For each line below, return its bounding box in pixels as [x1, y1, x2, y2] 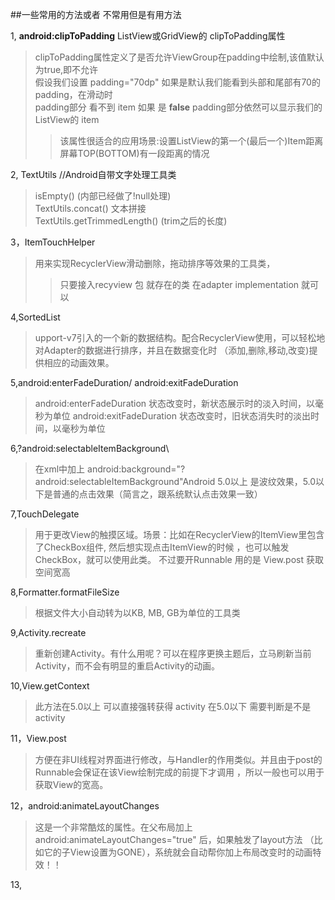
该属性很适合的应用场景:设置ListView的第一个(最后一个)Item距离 [59, 135, 324, 147]
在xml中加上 [34, 463, 86, 475]
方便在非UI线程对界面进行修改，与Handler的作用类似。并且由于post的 [34, 754, 323, 765]
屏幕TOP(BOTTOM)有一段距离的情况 [59, 148, 210, 159]
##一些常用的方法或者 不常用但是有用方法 [10, 9, 182, 20]
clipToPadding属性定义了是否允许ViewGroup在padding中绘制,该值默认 [34, 51, 325, 63]
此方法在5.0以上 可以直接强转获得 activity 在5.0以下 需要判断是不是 [34, 701, 312, 712]
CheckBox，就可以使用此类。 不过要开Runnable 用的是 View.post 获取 [34, 554, 324, 565]
